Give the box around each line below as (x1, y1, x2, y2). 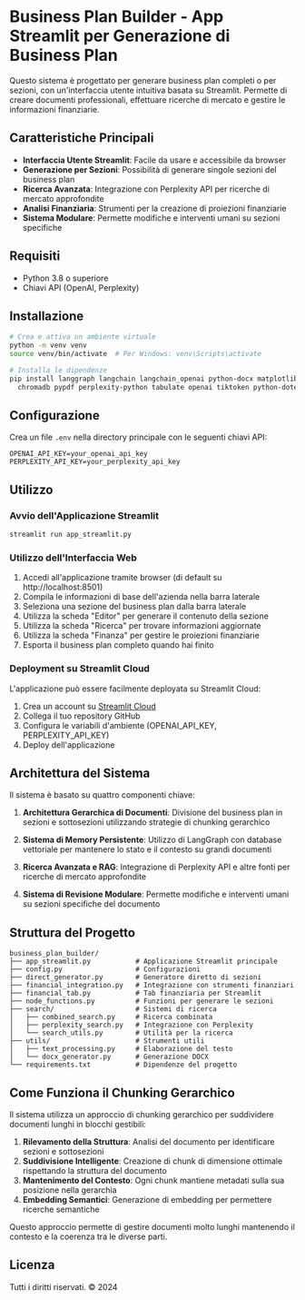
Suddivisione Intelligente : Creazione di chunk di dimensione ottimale (22, 1156, 283, 1166)
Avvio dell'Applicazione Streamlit (9, 509, 160, 521)
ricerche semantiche (22, 1204, 100, 1215)
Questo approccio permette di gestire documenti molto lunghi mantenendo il (9, 1222, 295, 1233)
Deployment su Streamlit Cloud (9, 662, 150, 675)
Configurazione (9, 408, 100, 423)
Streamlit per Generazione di (9, 25, 231, 46)
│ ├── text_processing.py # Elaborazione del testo (9, 1045, 233, 1054)
